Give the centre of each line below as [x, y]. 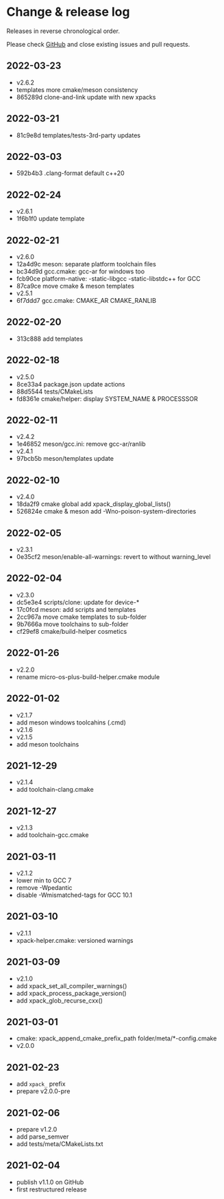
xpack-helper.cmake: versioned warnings [75, 940]
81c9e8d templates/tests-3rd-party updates [78, 135]
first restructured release [51, 1189]
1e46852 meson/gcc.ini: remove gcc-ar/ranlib [81, 444]
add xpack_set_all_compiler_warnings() [72, 985]
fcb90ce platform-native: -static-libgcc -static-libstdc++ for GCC [108, 278]
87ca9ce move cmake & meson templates [75, 286]
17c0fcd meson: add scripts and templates [76, 609]
